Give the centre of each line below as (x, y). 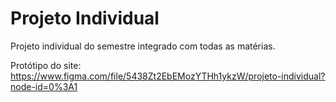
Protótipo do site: (46, 65)
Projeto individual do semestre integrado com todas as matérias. (143, 46)
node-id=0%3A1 (44, 86)
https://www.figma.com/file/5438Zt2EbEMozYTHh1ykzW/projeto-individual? (168, 76)
